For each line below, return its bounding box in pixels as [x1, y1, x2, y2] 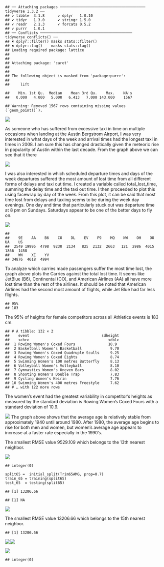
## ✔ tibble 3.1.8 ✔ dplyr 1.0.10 [5, 13, 93, 18]
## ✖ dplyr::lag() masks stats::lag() [5, 43, 91, 48]
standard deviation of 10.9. [5, 404, 59, 410]
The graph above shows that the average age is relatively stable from [11, 414, 151, 420]
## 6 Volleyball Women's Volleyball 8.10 [5, 363, 119, 368]
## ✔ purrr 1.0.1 [5, 26, 45, 31]
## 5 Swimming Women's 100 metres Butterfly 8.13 [5, 359, 119, 364]
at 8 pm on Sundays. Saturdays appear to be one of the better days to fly [5, 207, 153, 213]
